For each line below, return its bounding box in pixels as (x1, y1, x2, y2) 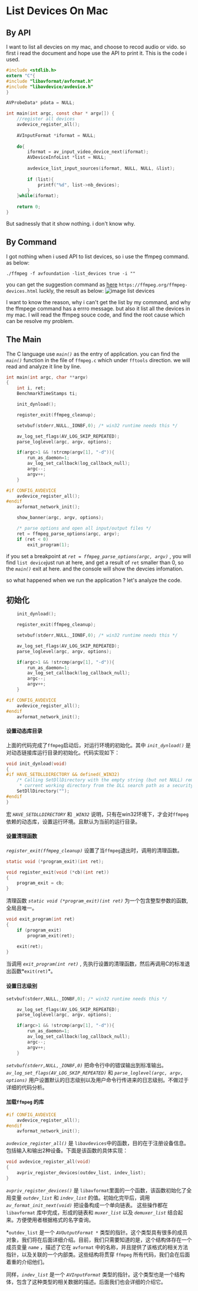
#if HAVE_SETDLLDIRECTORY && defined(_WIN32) (6, 772, 120, 778)
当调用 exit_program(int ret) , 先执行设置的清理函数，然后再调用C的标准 (6, 960, 185, 967)
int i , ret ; (16, 385, 46, 391)
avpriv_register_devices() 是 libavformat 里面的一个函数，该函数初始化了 (6, 1186, 187, 1194)
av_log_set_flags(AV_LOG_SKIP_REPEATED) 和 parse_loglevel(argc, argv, (6, 1069, 184, 1076)
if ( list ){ (27, 176, 54, 182)
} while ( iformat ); (16, 193, 60, 199)
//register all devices (16, 116, 75, 122)
